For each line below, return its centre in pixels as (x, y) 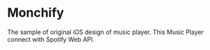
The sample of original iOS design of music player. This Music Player (105, 32)
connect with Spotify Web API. (51, 39)
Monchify (36, 13)
